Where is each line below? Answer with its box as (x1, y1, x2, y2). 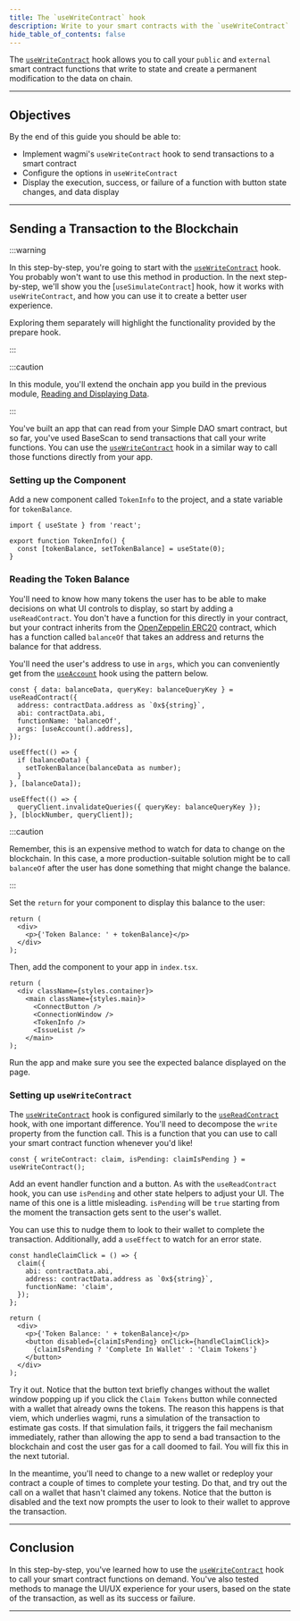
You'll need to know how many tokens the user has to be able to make (9, 593, 267, 604)
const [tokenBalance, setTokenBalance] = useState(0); (17, 545, 226, 554)
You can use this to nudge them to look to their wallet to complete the (9, 1224, 265, 1235)
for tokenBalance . (9, 504, 73, 514)
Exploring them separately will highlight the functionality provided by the (9, 318, 276, 327)
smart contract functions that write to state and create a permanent (9, 64, 257, 74)
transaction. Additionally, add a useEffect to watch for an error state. (9, 1234, 262, 1244)
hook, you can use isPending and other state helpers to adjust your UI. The (9, 1187, 285, 1199)
